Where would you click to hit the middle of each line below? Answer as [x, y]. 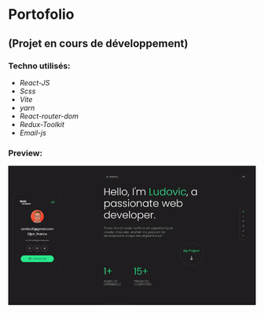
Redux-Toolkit [42, 124]
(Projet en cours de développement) [98, 44]
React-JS [35, 82]
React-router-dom [49, 116]
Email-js [33, 133]
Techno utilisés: [39, 66]
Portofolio [41, 15]
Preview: [26, 153]
